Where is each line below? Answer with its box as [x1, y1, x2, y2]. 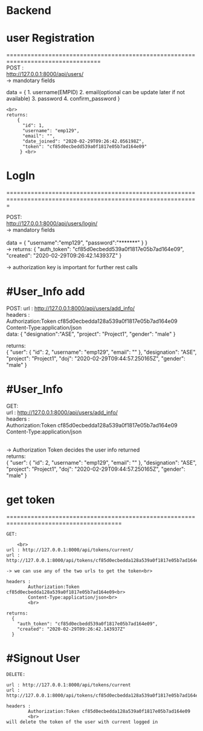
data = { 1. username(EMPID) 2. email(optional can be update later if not [6, 89, 185, 96]
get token [6, 493, 56, 507]
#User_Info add [6, 285, 85, 299]
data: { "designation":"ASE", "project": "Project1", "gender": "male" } [6, 330, 176, 337]
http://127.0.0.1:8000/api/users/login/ [6, 220, 98, 227]
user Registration [6, 31, 95, 45]
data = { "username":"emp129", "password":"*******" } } [6, 239, 148, 246]
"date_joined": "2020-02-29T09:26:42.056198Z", [22, 138, 145, 145]
